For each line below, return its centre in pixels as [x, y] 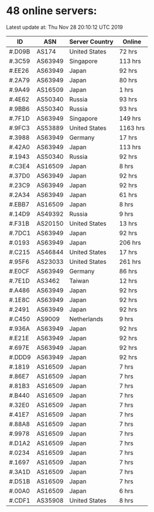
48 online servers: [52, 11]
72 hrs [128, 51]
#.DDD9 [20, 357]
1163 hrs [132, 128]
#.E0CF [19, 271]
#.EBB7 [19, 204]
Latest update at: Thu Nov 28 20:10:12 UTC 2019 [64, 27]
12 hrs [128, 280]
